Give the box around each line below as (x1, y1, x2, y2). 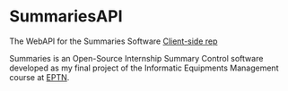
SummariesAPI (9, 6, 123, 27)
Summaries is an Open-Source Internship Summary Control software (9, 53, 264, 63)
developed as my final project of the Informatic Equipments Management (9, 62, 279, 73)
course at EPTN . (9, 71, 70, 82)
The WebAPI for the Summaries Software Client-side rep (9, 36, 218, 46)
